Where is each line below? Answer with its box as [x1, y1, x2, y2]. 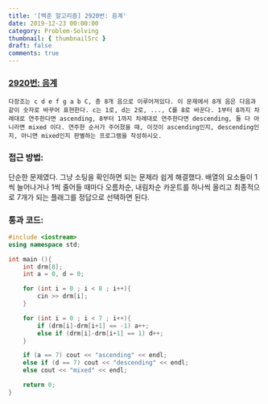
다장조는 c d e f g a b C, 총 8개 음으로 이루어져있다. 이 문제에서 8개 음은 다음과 [8, 98, 257, 106]
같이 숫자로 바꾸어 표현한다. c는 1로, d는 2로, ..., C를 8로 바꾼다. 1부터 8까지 [8, 106, 251, 115]
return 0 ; [23, 381, 56, 389]
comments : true [8, 49, 60, 57]
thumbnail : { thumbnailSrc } [8, 34, 106, 43]
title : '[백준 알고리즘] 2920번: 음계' [8, 11, 127, 20]
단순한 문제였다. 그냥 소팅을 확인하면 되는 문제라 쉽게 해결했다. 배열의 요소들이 [8, 172, 254, 181]
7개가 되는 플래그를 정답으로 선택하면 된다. [16, 192, 150, 202]
